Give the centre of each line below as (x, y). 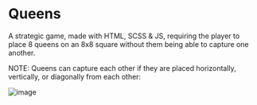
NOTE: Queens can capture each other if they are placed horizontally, (122, 68)
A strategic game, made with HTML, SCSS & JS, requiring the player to (124, 36)
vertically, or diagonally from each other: (75, 76)
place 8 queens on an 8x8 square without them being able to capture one (128, 44)
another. (22, 52)
